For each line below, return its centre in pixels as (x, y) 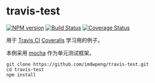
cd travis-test (25, 69)
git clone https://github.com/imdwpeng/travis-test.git (77, 64)
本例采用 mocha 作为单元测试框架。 (50, 53)
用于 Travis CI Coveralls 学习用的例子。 (55, 40)
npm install (21, 75)
